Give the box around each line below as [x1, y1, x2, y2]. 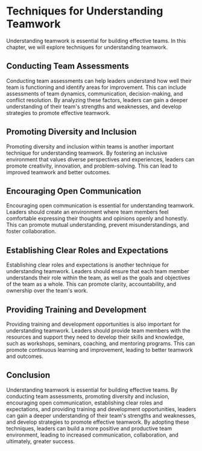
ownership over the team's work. [6, 287, 89, 294]
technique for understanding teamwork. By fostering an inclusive [6, 149, 168, 157]
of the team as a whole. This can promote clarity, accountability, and [6, 281, 177, 288]
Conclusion [6, 370, 51, 380]
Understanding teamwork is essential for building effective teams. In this [6, 37, 186, 44]
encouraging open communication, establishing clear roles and [6, 399, 163, 406]
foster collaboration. [6, 228, 57, 235]
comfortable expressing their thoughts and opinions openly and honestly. [6, 215, 188, 222]
